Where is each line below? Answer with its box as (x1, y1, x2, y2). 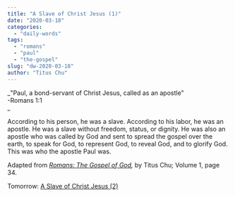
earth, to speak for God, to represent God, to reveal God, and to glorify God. (7, 139, 228, 148)
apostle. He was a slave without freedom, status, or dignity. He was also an (7, 125, 226, 133)
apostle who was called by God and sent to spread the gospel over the (7, 132, 213, 141)
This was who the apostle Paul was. (7, 147, 112, 155)
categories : (7, 23, 42, 30)
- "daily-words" (13, 30, 61, 37)
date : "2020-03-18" (7, 17, 65, 24)
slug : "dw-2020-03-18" (7, 63, 74, 70)
